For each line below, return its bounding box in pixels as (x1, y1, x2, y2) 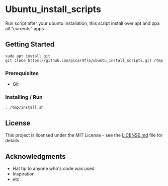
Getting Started (5, 40, 55, 49)
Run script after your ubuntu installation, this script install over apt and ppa (5, 20, 160, 26)
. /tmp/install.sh (5, 105, 44, 110)
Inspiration (12, 170, 35, 177)
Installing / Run (5, 93, 43, 100)
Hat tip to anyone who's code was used (12, 165, 95, 171)
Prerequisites (5, 70, 39, 77)
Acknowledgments (5, 152, 66, 161)
